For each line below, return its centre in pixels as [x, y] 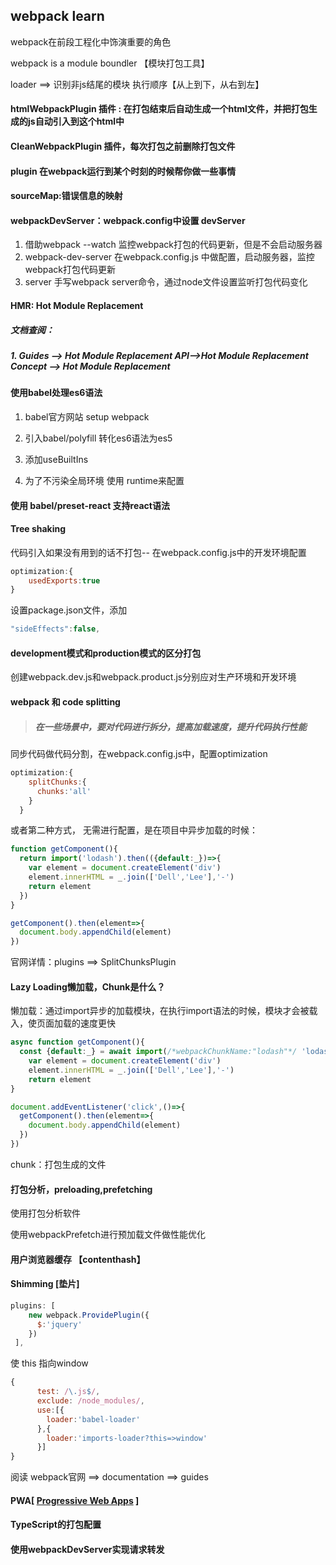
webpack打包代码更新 [70, 270]
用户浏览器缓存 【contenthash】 [78, 1259]
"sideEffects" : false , [55, 629]
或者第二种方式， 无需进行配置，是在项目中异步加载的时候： [134, 830]
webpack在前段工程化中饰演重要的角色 [91, 41]
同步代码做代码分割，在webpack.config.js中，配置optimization [139, 753]
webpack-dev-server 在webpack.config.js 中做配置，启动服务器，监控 [169, 257]
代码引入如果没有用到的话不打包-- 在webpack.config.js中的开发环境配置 [158, 552]
